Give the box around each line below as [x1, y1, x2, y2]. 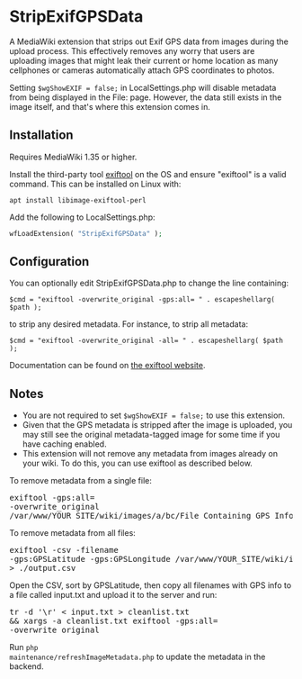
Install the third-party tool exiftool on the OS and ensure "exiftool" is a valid [9, 168, 287, 179]
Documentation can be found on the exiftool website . [9, 360, 206, 371]
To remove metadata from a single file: [9, 475, 153, 486]
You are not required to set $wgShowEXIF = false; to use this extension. [22, 410, 286, 421]
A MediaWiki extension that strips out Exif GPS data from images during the [9, 36, 289, 47]
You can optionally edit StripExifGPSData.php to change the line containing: [9, 277, 289, 289]
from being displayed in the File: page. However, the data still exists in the [9, 92, 282, 103]
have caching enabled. [22, 439, 107, 449]
